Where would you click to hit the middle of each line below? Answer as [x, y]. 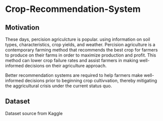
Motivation [22, 28]
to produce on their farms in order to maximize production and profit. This [81, 55]
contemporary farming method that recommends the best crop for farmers [81, 50]
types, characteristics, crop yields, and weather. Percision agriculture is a [80, 45]
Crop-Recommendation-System [73, 9]
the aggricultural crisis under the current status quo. [59, 86]
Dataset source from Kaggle [34, 113]
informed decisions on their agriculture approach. [56, 66]
